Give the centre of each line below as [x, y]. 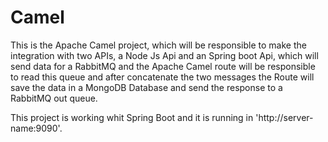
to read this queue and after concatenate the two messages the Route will [162, 77]
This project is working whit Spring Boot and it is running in [132, 117]
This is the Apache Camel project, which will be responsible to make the [158, 45]
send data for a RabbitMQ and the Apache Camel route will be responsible [163, 66]
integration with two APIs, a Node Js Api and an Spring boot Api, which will [164, 55]
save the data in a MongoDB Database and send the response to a [146, 87]
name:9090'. [36, 128]
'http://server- [284, 117]
